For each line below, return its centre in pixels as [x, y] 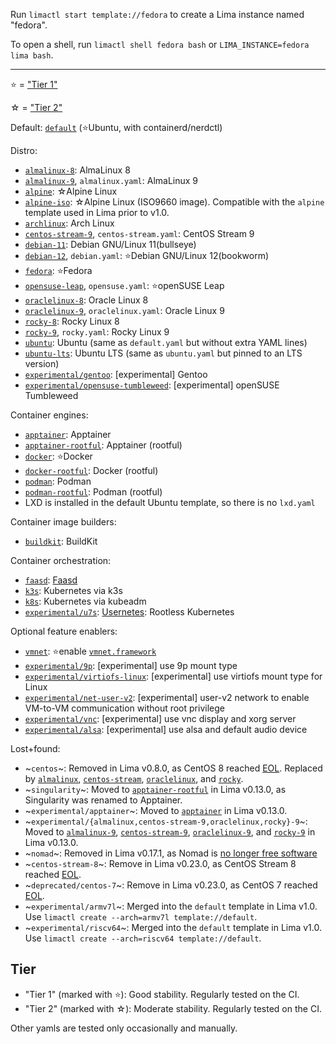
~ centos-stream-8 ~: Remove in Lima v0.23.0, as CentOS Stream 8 [160, 863]
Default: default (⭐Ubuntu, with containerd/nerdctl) [116, 127]
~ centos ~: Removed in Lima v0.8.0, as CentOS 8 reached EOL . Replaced [173, 768]
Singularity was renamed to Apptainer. [103, 800]
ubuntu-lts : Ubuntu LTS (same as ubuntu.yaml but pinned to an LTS [163, 353]
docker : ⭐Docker [58, 456]
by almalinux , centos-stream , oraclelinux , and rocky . [134, 778]
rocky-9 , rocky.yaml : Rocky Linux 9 [97, 332]
